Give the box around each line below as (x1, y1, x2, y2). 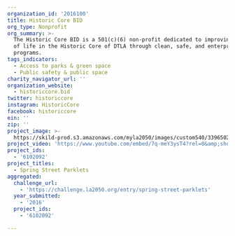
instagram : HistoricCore (7, 102, 80, 109)
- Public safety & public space (13, 69, 108, 76)
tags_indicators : (7, 56, 58, 63)
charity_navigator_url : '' (7, 75, 86, 83)
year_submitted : (13, 193, 61, 200)
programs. (13, 50, 42, 57)
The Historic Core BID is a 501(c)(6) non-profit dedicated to (13, 36, 201, 43)
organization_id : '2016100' (7, 10, 90, 18)
